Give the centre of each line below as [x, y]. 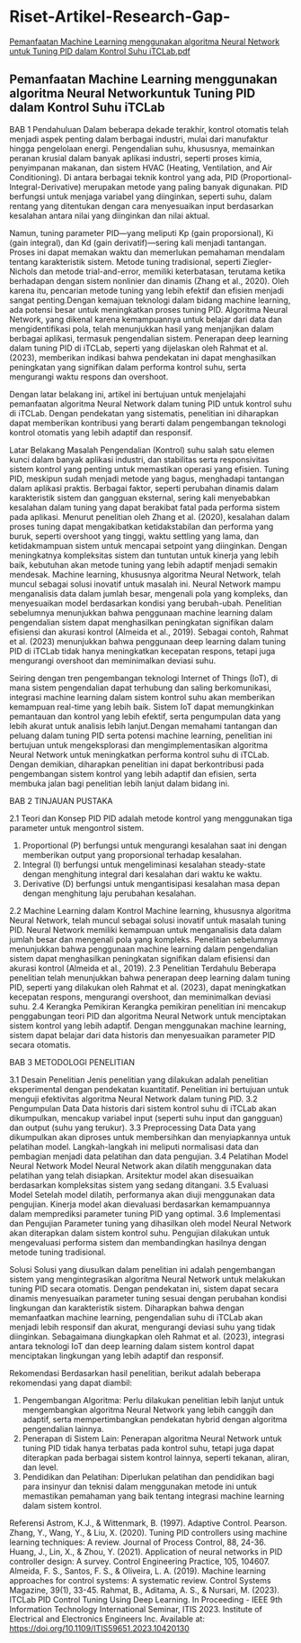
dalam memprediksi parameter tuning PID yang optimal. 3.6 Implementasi [145, 1213]
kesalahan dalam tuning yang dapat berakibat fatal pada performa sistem [145, 507]
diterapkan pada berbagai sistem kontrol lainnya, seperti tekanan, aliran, [156, 1457]
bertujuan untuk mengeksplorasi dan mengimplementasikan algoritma [138, 744]
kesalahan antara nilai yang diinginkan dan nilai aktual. [110, 215]
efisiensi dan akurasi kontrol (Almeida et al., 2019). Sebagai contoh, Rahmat [149, 632]
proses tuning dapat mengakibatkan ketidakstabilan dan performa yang [142, 526]
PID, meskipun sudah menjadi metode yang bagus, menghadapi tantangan [147, 479]
